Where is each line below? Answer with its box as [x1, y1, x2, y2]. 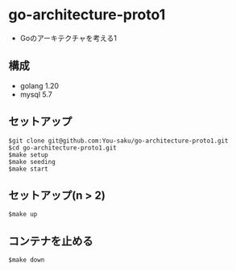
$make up [8, 211, 38, 219]
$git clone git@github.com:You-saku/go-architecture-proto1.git [8, 137, 229, 145]
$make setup [8, 150, 48, 158]
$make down [8, 256, 45, 265]
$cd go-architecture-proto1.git [8, 143, 117, 152]
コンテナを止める [8, 234, 93, 248]
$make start [8, 165, 48, 173]
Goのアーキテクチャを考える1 [19, 33, 117, 43]
